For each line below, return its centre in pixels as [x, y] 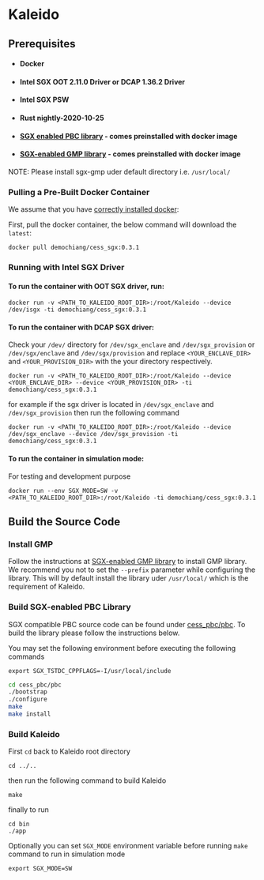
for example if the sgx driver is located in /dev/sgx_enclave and [111, 404]
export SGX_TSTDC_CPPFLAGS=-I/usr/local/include [90, 671]
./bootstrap [28, 692]
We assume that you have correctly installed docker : [94, 209]
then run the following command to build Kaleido [87, 780]
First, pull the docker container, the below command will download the [123, 225]
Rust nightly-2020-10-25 [62, 118]
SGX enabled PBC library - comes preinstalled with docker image [128, 136]
